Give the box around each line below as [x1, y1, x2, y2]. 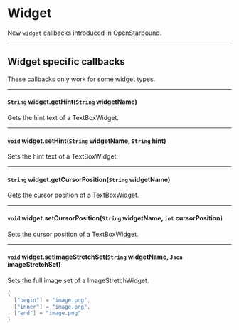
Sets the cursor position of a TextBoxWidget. [7, 230, 139, 238]
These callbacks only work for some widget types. [7, 75, 156, 83]
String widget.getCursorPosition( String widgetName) [7, 175, 171, 183]
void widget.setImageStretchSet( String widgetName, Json [7, 252, 183, 261]
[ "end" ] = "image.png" [14, 309, 81, 317]
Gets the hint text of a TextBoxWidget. [7, 113, 119, 122]
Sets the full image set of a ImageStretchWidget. [7, 276, 149, 284]
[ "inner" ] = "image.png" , [14, 303, 91, 310]
